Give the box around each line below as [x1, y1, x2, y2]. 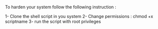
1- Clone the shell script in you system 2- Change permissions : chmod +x [5, 14, 153, 19]
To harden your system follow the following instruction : [5, 4, 117, 10]
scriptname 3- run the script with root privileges [5, 19, 101, 24]
